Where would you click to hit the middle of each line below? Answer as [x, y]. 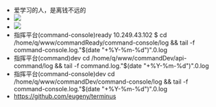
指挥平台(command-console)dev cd [64, 74]
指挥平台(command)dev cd [52, 58]
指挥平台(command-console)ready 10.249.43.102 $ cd [90, 35]
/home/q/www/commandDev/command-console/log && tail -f [101, 82]
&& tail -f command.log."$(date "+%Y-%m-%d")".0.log [132, 66]
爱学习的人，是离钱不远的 [50, 10]
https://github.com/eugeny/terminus [65, 96]
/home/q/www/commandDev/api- [139, 58]
